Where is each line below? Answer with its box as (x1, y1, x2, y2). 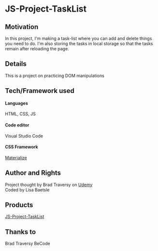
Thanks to (5, 228, 36, 236)
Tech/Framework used (5, 87, 75, 95)
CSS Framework (5, 144, 38, 150)
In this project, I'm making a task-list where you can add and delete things (5, 35, 152, 41)
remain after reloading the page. (5, 46, 69, 51)
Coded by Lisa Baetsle (5, 187, 50, 192)
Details (5, 60, 27, 68)
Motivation (5, 23, 39, 31)
